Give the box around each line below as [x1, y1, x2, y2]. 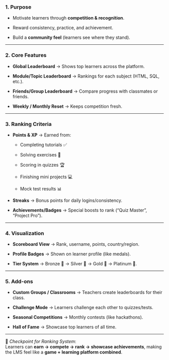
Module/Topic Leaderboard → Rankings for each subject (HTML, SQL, [12, 73, 160, 79]
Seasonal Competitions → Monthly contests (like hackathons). [12, 314, 143, 320]
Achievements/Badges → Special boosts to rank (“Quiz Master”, [12, 207, 147, 213]
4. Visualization [5, 230, 44, 237]
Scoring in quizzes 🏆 [20, 162, 65, 168]
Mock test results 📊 [20, 185, 62, 192]
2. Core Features [5, 52, 47, 59]
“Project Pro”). [12, 212, 43, 219]
